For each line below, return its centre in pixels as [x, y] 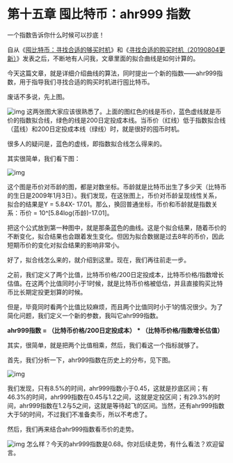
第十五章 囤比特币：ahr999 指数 [99, 14]
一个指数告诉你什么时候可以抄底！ [56, 35]
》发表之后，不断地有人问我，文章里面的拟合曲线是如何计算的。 [108, 58]
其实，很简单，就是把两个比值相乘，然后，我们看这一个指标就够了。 [105, 345]
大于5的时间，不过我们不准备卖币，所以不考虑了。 [79, 414]
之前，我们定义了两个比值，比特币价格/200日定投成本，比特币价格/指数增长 [116, 274]
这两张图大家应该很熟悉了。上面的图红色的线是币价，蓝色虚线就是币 [124, 111]
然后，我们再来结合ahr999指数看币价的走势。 [72, 429]
